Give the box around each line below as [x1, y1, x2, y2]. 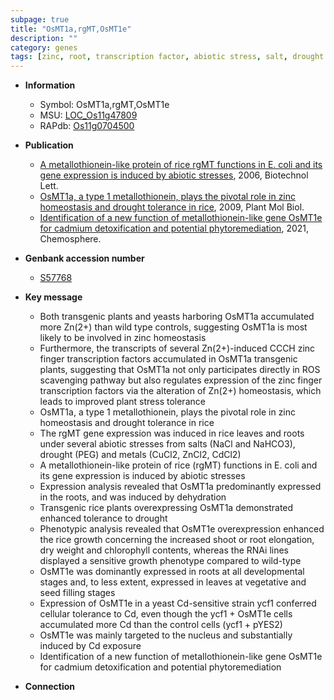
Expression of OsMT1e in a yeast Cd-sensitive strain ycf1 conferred [39, 597, 317, 610]
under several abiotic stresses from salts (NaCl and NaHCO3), [39, 438, 296, 450]
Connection [24, 681, 75, 693]
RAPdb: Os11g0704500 [39, 120, 135, 132]
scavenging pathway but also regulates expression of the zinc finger [39, 374, 323, 386]
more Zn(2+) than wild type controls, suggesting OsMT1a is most [39, 321, 308, 333]
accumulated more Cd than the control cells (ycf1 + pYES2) [39, 619, 283, 631]
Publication [24, 139, 74, 151]
